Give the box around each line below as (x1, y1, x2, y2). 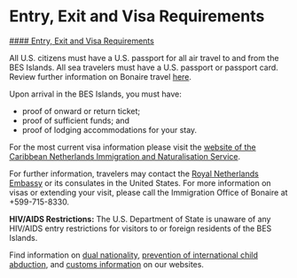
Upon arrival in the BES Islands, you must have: (9, 89, 182, 99)
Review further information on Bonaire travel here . (9, 71, 192, 81)
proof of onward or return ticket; (21, 105, 141, 116)
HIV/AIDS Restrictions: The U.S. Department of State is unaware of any (9, 213, 271, 224)
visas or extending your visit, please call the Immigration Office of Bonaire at (9, 187, 288, 197)
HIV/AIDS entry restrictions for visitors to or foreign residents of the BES (9, 223, 272, 234)
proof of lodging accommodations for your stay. (21, 124, 198, 135)
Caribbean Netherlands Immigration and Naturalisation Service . (9, 151, 241, 161)
